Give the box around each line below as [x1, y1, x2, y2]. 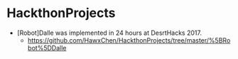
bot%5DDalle [27, 43, 67, 52]
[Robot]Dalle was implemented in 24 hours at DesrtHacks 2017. [16, 28, 202, 37]
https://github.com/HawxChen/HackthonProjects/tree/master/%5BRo [27, 36, 231, 44]
